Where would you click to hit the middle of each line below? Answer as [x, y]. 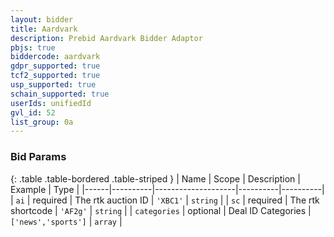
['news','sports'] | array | [66, 221]
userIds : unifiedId [51, 103]
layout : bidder [42, 19]
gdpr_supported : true [55, 66]
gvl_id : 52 [33, 112]
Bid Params [38, 157]
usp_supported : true [53, 85]
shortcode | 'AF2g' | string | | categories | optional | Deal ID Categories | [161, 210]
